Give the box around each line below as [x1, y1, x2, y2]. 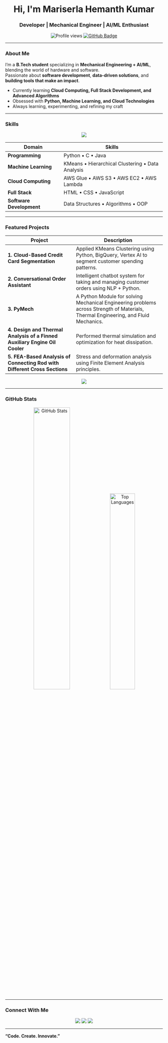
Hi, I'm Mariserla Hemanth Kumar [13, 4, 155, 15]
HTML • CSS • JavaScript [63, 189, 124, 196]
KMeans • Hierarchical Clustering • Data [63, 160, 159, 167]
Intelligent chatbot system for [75, 272, 145, 279]
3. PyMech [7, 305, 34, 312]
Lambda [63, 181, 83, 188]
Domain [23, 144, 43, 151]
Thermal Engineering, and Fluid [75, 312, 149, 319]
